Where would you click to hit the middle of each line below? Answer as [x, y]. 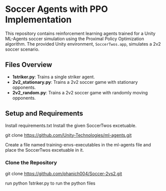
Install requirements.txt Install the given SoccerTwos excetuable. [71, 126]
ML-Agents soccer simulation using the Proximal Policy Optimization [75, 39]
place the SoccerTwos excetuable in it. [45, 150]
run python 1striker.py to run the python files [50, 183]
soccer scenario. [22, 49]
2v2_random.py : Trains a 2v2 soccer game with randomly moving [80, 92]
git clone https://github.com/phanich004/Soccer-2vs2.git [64, 173]
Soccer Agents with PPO [56, 9]
